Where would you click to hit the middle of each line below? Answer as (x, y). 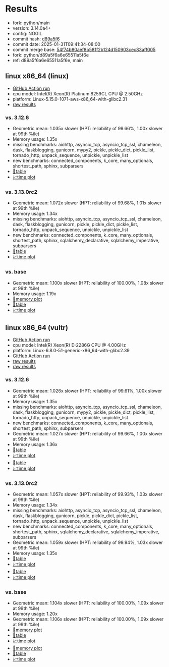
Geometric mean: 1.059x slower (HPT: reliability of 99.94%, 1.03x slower (88, 542)
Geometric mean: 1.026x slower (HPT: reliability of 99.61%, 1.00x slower (87, 391)
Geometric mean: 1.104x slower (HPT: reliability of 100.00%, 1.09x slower (88, 603)
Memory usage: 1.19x (34, 294)
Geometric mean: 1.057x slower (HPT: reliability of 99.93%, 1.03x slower (88, 494)
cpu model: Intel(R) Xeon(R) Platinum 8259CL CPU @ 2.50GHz (77, 93)
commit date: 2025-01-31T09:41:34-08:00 (57, 44)
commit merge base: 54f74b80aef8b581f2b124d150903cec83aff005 (84, 49)
